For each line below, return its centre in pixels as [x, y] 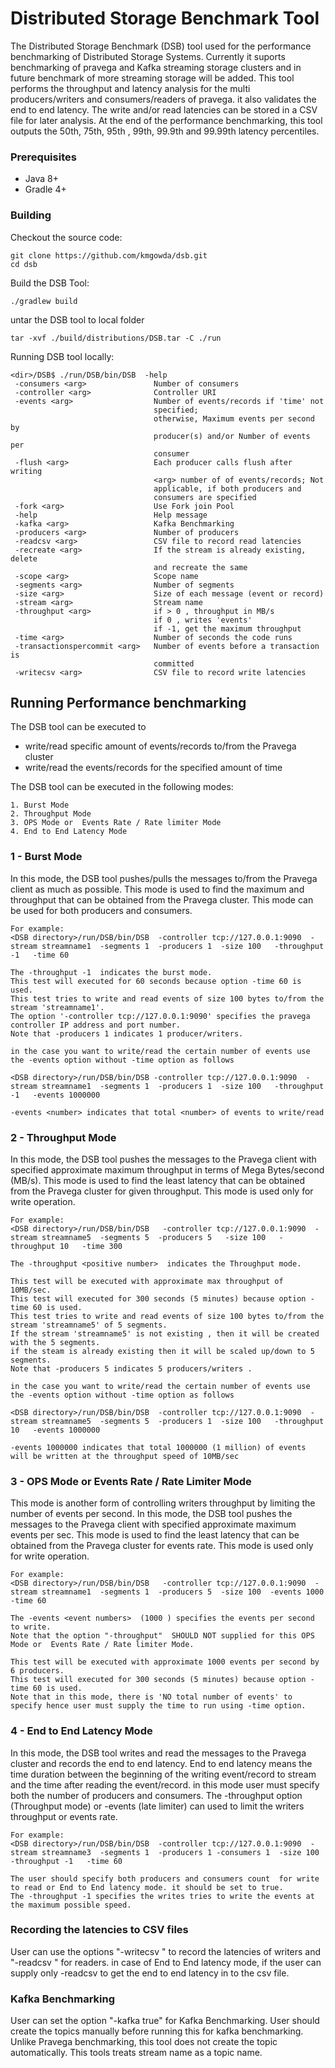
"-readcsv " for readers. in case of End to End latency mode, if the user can [166, 1962]
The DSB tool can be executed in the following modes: [122, 787]
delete [24, 558]
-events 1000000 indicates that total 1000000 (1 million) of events [158, 1447]
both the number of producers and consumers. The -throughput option [156, 1795]
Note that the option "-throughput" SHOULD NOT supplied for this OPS [162, 1636]
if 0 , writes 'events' [203, 620]
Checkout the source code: [66, 237]
